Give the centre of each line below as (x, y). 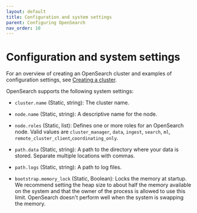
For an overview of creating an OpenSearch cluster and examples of (89, 74)
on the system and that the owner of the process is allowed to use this (100, 191)
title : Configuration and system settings (59, 17)
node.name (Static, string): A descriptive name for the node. (86, 114)
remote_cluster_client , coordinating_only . (66, 138)
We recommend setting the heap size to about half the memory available (103, 185)
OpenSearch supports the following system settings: (70, 91)
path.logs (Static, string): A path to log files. (68, 167)
